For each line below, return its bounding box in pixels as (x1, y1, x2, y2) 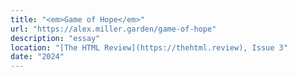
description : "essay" (10, 33, 101, 43)
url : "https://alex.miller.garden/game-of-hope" (10, 24, 217, 34)
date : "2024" (10, 52, 65, 62)
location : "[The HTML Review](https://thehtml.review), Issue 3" (10, 42, 288, 53)
